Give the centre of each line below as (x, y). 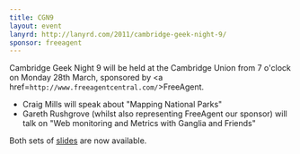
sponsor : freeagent (46, 43)
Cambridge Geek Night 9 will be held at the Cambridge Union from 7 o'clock (150, 68)
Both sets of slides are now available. (78, 141)
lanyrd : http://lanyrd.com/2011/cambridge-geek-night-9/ (118, 34)
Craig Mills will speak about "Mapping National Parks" (122, 105)
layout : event (36, 26)
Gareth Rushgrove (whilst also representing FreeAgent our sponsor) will (154, 114)
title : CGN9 (31, 17)
